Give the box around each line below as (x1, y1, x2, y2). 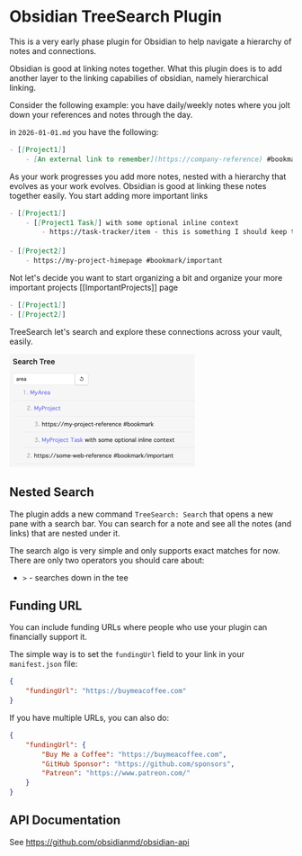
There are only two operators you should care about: (9, 554, 205, 565)
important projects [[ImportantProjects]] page (9, 282, 179, 293)
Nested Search (9, 484, 94, 500)
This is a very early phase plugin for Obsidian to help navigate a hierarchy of (9, 36, 292, 47)
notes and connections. (9, 45, 97, 56)
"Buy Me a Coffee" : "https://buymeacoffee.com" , (41, 750, 227, 759)
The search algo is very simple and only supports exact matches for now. (9, 545, 280, 555)
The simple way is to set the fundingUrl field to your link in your (9, 649, 245, 660)
